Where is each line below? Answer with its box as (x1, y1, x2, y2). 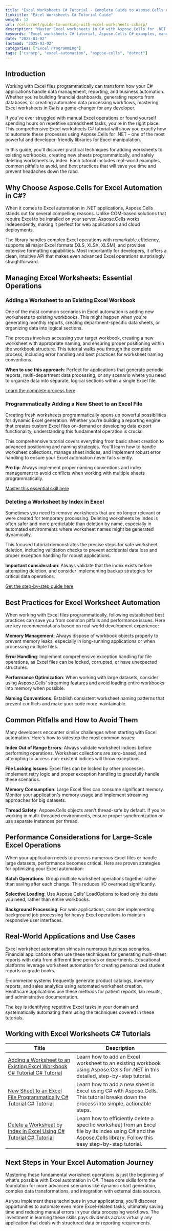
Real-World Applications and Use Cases (5, 932, 136, 941)
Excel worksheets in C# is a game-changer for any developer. (5, 105, 136, 111)
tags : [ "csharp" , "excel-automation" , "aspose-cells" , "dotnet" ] (5, 50, 148, 55)
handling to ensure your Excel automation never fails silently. (5, 455, 133, 461)
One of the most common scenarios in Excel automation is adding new (5, 309, 154, 315)
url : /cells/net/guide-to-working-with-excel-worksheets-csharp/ (5, 22, 147, 27)
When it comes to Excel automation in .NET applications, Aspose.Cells (5, 205, 154, 211)
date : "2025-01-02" (5, 36, 47, 42)
